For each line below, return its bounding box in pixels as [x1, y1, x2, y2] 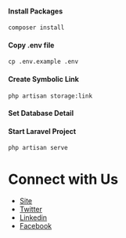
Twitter [19, 205, 43, 214]
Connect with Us [8, 170, 119, 188]
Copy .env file [8, 40, 55, 50]
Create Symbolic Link [8, 75, 80, 84]
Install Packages [8, 6, 63, 16]
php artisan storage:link [8, 91, 92, 100]
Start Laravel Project [8, 126, 77, 136]
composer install [8, 24, 65, 32]
